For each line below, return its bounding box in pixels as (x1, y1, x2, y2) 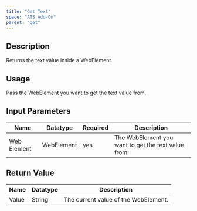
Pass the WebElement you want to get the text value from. (6, 89, 147, 96)
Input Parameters (6, 106, 71, 116)
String (31, 195, 49, 203)
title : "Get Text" (6, 8, 51, 15)
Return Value (6, 168, 55, 178)
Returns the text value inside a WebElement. (6, 57, 113, 64)
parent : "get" (6, 19, 41, 25)
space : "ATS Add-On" (6, 14, 57, 20)
